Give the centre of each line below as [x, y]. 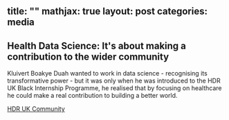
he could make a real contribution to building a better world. [92, 96]
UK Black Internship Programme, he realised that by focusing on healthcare [114, 88]
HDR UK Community [36, 109]
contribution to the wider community [88, 57]
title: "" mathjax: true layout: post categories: [107, 11]
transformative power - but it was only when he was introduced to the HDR [114, 81]
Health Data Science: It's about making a [97, 45]
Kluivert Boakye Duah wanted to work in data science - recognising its [107, 74]
